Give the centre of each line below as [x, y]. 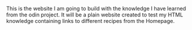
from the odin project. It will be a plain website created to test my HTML [95, 15]
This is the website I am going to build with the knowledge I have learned [96, 9]
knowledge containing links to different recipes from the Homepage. [91, 21]
